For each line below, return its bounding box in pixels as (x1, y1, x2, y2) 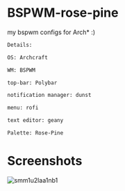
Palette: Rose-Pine (7, 130, 64, 137)
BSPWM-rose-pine (7, 5, 119, 21)
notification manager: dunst (7, 92, 92, 99)
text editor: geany (7, 117, 64, 124)
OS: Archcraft (7, 54, 49, 61)
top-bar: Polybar (7, 79, 58, 86)
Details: (7, 41, 33, 48)
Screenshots (7, 153, 83, 169)
